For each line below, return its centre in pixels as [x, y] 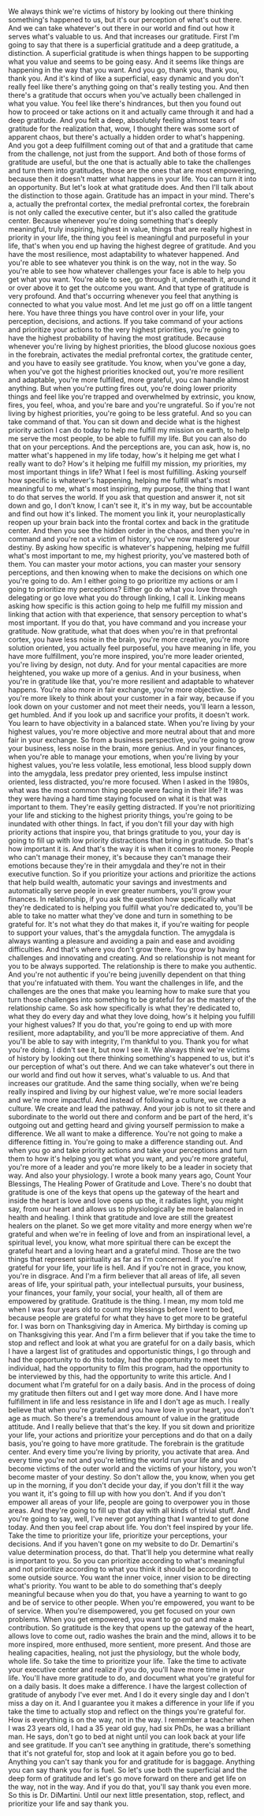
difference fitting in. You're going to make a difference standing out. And [126, 1142]
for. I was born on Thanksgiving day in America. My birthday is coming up [128, 1326]
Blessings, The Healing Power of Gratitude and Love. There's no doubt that [130, 1184]
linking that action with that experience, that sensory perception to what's [128, 614]
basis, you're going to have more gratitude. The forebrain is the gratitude [126, 1443]
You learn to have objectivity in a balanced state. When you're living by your [132, 723]
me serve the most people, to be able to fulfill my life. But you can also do [127, 438]
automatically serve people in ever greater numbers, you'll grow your [120, 891]
